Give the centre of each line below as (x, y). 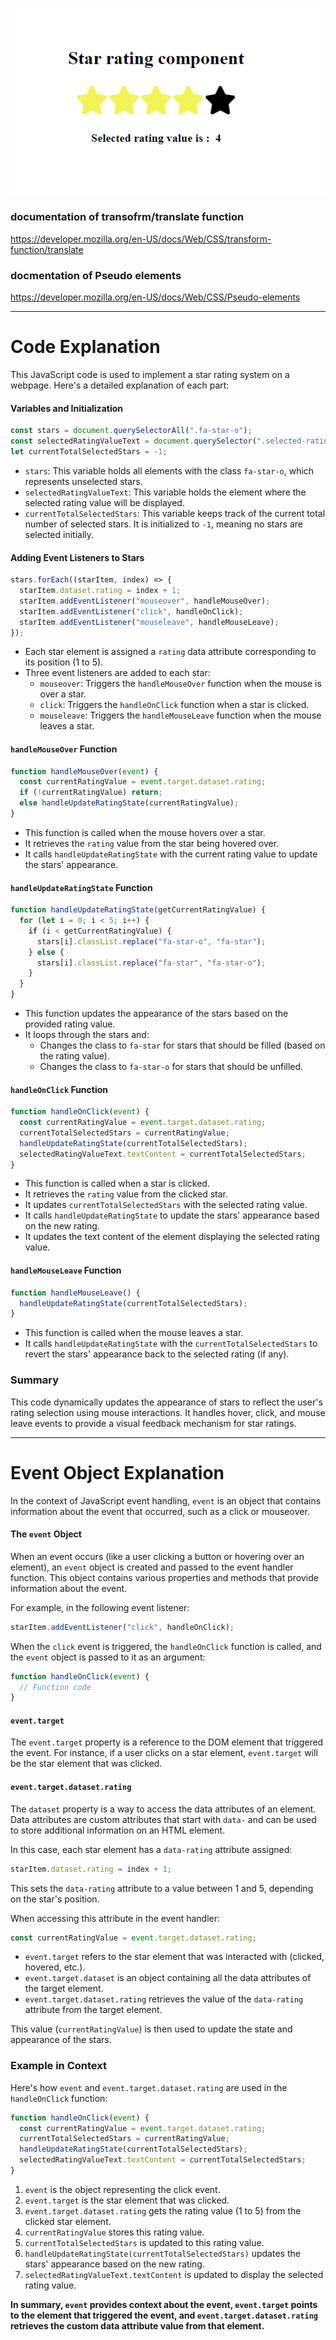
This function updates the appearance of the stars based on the (156, 1014)
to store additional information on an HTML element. (118, 1830)
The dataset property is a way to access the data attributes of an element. (163, 1809)
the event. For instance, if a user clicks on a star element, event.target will (164, 1753)
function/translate (47, 249)
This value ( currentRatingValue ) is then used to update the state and (151, 2029)
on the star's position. (55, 1899)
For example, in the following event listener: (100, 1607)
